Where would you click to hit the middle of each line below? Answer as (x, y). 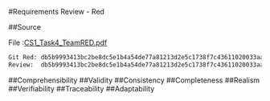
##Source (25, 27)
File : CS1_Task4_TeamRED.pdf (58, 42)
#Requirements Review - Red (56, 12)
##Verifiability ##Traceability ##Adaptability (82, 88)
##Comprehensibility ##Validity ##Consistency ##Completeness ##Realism (134, 80)
